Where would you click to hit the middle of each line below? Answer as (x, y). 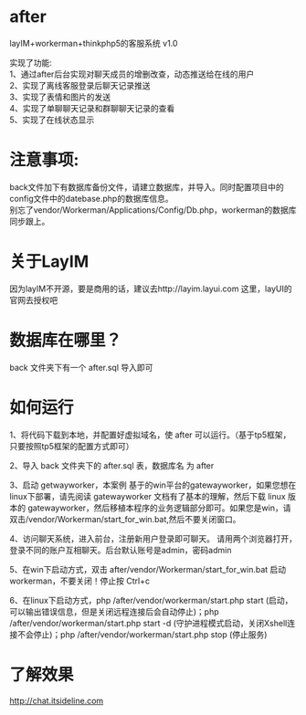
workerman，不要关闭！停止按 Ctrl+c (80, 581)
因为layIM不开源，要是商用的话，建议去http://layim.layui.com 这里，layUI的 (151, 289)
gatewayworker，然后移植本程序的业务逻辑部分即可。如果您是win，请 (159, 508)
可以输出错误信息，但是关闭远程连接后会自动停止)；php (114, 611)
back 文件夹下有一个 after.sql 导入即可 (81, 367)
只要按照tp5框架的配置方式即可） (72, 446)
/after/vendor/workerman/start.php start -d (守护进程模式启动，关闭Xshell (148, 623)
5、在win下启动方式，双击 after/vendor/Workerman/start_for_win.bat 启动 (148, 569)
